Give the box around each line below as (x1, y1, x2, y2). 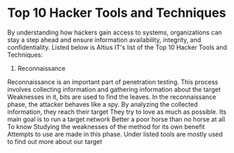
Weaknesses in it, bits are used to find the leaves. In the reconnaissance (7, 93, 216, 101)
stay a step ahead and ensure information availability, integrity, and (7, 35, 202, 44)
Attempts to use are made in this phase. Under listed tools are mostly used (7, 130, 223, 138)
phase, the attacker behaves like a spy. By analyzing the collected (7, 100, 198, 108)
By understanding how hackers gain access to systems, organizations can (7, 28, 223, 36)
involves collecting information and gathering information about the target (7, 85, 221, 93)
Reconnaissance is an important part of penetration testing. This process (7, 77, 219, 86)
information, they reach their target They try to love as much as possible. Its (7, 107, 227, 116)
